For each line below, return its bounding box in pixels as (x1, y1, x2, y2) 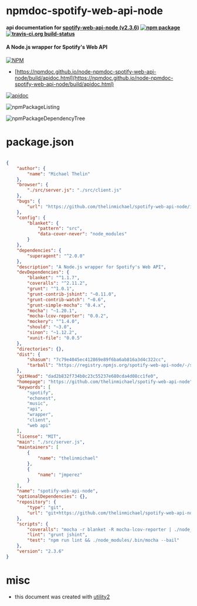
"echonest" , (27, 395, 57, 401)
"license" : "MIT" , (16, 434, 62, 439)
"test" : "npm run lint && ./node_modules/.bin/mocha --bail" (27, 537, 180, 544)
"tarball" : (27, 362, 54, 368)
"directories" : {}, (16, 346, 64, 352)
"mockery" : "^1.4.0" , (27, 319, 80, 325)
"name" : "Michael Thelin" (27, 171, 91, 177)
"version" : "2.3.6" (16, 548, 64, 554)
